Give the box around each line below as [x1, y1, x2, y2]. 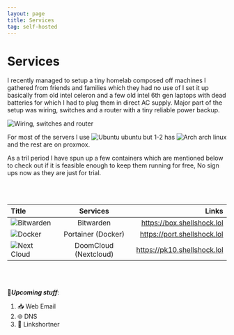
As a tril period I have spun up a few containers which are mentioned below [7, 154, 224, 163]
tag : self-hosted [7, 23, 58, 30]
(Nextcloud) [74, 249, 114, 259]
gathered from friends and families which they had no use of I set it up [7, 84, 209, 92]
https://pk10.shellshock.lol [136, 245, 224, 255]
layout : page [7, 10, 45, 17]
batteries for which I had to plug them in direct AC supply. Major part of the [7, 98, 223, 107]
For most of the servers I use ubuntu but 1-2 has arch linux [7, 133, 227, 142]
